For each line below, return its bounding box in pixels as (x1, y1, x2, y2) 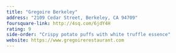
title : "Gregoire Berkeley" (6, 9, 78, 15)
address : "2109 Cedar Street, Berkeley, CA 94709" (6, 15, 138, 21)
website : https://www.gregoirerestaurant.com (6, 37, 124, 43)
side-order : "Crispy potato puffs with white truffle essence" (6, 32, 171, 38)
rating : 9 (6, 26, 32, 32)
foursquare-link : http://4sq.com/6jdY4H (6, 20, 111, 26)
